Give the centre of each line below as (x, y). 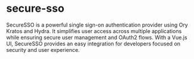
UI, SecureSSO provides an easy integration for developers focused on (93, 44)
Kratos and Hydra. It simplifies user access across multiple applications (94, 31)
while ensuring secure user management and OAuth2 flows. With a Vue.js (97, 37)
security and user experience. (43, 50)
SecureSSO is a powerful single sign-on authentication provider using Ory (97, 25)
